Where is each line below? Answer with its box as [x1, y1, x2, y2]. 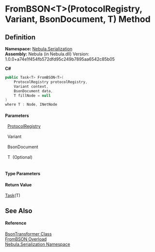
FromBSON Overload [5, 236, 47, 242]
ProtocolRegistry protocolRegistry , [14, 79, 88, 84]
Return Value [5, 182, 32, 187]
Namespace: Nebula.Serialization [5, 46, 73, 51]
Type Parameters [5, 170, 41, 176]
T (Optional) [7, 154, 33, 160]
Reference [5, 220, 27, 226]
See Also [5, 206, 32, 215]
